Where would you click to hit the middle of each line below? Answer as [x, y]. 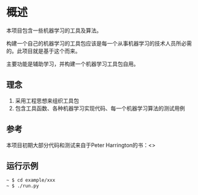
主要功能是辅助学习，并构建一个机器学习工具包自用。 [73, 64]
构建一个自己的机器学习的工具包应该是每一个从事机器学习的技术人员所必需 [99, 43]
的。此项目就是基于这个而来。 [43, 51]
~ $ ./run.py [23, 186]
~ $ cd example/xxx [31, 180]
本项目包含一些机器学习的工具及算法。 [54, 30]
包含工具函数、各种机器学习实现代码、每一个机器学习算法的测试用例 [100, 108]
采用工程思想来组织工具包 [47, 100]
